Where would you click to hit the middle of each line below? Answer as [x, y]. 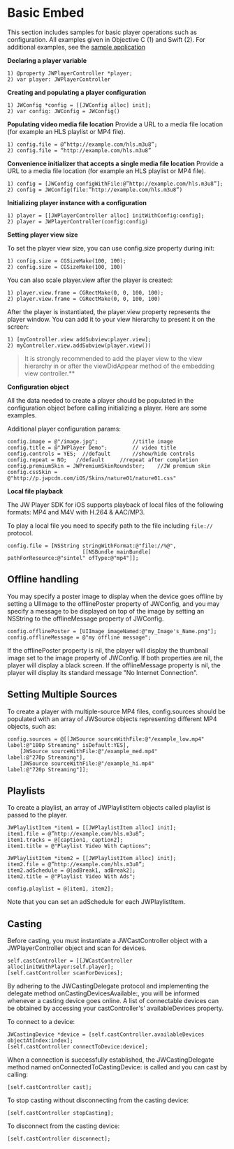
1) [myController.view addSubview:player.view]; [79, 339]
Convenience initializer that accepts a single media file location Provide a [115, 163]
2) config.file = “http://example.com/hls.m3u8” [79, 150]
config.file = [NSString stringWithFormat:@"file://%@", [92, 546]
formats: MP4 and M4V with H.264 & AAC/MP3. [76, 512]
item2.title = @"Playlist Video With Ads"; [72, 877]
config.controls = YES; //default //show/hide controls [101, 454]
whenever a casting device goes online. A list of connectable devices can [113, 1001]
